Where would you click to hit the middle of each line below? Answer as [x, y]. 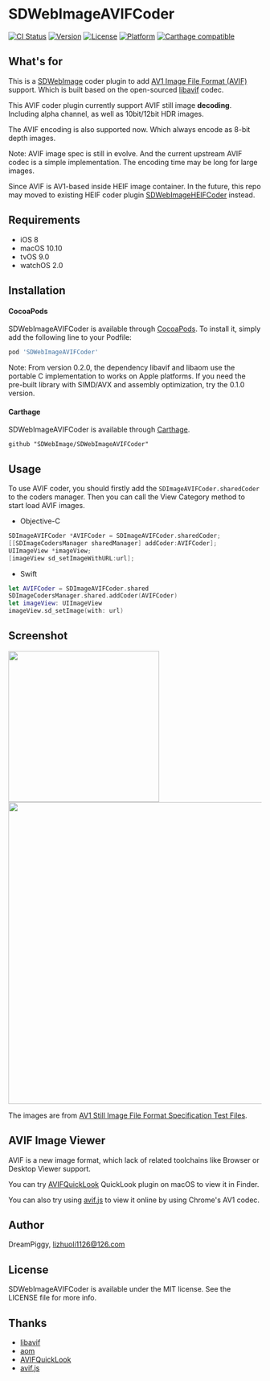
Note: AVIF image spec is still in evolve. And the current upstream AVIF [125, 153]
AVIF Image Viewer [57, 1141]
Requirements [44, 220]
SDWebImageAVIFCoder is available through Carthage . [99, 430]
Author [26, 1225]
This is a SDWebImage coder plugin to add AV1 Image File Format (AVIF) [128, 81]
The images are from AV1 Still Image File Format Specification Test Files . [128, 1115]
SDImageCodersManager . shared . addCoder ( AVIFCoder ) [93, 596]
